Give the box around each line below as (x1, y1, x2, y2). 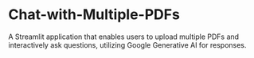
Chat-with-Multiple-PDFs (8, 6, 181, 24)
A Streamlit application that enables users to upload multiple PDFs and (8, 32, 240, 41)
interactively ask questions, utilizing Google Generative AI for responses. (8, 40, 247, 49)
